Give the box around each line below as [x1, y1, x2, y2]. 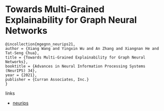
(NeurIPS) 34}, [5, 68, 37, 73]
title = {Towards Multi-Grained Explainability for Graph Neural [5, 54, 145, 60]
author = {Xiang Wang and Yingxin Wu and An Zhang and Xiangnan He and [5, 46, 159, 51]
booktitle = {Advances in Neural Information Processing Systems [5, 64, 145, 69]
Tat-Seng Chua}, [5, 50, 39, 55]
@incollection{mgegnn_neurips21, [5, 41, 76, 46]
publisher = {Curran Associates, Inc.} [5, 77, 89, 82]
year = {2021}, [5, 72, 37, 78]
